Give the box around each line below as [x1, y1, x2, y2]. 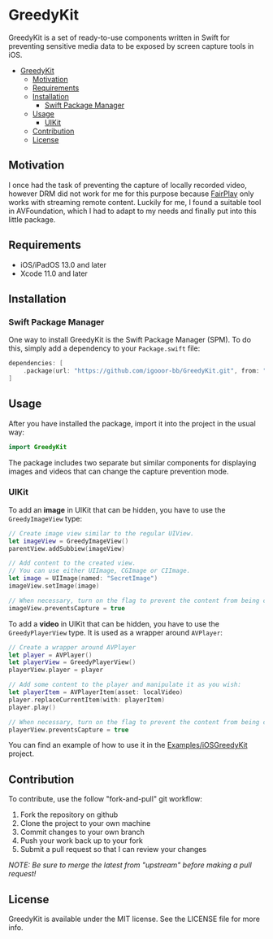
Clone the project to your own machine [19, 819, 151, 828]
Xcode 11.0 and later [19, 269, 88, 278]
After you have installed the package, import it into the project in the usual [8, 418, 256, 428]
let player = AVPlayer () [8, 651, 93, 659]
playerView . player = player [8, 666, 104, 675]
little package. [8, 214, 56, 225]
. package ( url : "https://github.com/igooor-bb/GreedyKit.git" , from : [23, 367, 260, 375]
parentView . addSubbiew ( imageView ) [8, 544, 126, 552]
